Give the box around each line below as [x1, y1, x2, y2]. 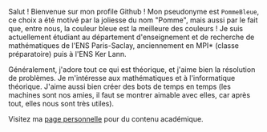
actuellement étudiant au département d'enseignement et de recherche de [8, 32, 255, 42]
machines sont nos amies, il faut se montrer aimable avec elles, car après [8, 90, 251, 99]
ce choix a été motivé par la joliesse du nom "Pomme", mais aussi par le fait [8, 15, 258, 25]
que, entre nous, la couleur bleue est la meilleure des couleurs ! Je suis [8, 24, 243, 33]
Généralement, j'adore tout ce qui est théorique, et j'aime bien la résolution [8, 65, 256, 74]
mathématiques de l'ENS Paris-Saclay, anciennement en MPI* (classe [8, 41, 239, 50]
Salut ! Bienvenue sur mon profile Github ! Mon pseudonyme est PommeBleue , [8, 7, 260, 16]
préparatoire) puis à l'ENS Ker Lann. [8, 50, 127, 58]
